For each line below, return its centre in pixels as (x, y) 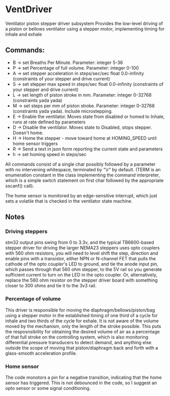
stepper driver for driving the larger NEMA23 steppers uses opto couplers (82, 248)
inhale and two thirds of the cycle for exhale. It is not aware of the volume (82, 321)
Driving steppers (26, 231)
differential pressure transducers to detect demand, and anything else (78, 342)
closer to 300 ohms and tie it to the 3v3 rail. (51, 286)
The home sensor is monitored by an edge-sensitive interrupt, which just (81, 195)
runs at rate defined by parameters (49, 122)
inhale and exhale (24, 34)
